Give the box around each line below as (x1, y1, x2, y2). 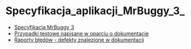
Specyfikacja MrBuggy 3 (14, 24, 74, 31)
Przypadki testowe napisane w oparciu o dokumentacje (14, 30, 149, 37)
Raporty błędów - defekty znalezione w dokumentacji (14, 36, 144, 43)
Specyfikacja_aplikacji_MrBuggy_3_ (5, 4, 185, 18)
